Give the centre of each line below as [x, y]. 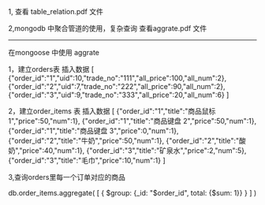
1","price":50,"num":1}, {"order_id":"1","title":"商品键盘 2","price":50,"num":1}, [132, 121]
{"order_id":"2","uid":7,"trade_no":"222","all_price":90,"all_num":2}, [117, 86]
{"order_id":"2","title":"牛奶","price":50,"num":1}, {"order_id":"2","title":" [124, 141]
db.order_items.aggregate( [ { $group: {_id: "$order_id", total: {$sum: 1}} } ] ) [132, 193]
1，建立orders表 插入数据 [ [51, 69]
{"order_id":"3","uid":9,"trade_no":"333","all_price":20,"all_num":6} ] [119, 95]
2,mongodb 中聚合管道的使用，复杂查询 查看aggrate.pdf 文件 [108, 28]
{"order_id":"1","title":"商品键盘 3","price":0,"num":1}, [93, 131]
